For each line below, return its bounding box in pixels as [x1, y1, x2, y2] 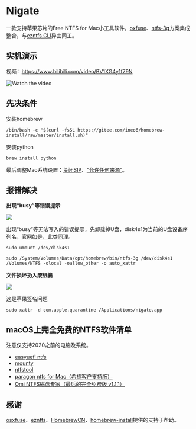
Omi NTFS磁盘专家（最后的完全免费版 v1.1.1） [14, 380, 125, 388]
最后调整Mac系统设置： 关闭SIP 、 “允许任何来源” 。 [6, 166, 128, 173]
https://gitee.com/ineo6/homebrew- [77, 127, 165, 133]
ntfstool [14, 366, 34, 373]
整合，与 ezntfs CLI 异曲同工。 [6, 31, 78, 39]
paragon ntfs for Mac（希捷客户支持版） [14, 373, 113, 380]
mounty [14, 360, 34, 367]
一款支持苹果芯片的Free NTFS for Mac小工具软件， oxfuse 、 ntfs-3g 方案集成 [6, 24, 191, 31]
